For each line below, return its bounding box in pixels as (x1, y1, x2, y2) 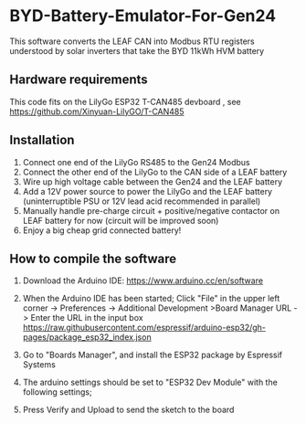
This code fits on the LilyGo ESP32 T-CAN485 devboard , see (9, 96, 242, 107)
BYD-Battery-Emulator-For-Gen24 (9, 5, 277, 26)
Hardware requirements (9, 72, 148, 88)
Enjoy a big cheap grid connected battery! (22, 225, 182, 236)
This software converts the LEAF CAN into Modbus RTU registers (9, 36, 255, 47)
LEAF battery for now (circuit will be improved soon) (22, 215, 219, 226)
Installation (9, 132, 75, 148)
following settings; (22, 387, 93, 397)
